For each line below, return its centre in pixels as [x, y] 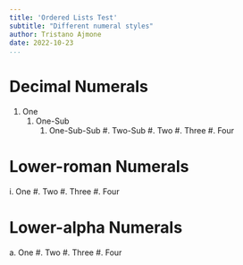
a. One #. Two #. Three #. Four [66, 252]
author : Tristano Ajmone [55, 34]
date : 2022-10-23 [42, 43]
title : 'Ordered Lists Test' [63, 17]
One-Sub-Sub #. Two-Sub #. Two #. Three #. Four [142, 131]
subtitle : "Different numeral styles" [81, 26]
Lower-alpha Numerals [96, 228]
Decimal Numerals [79, 87]
